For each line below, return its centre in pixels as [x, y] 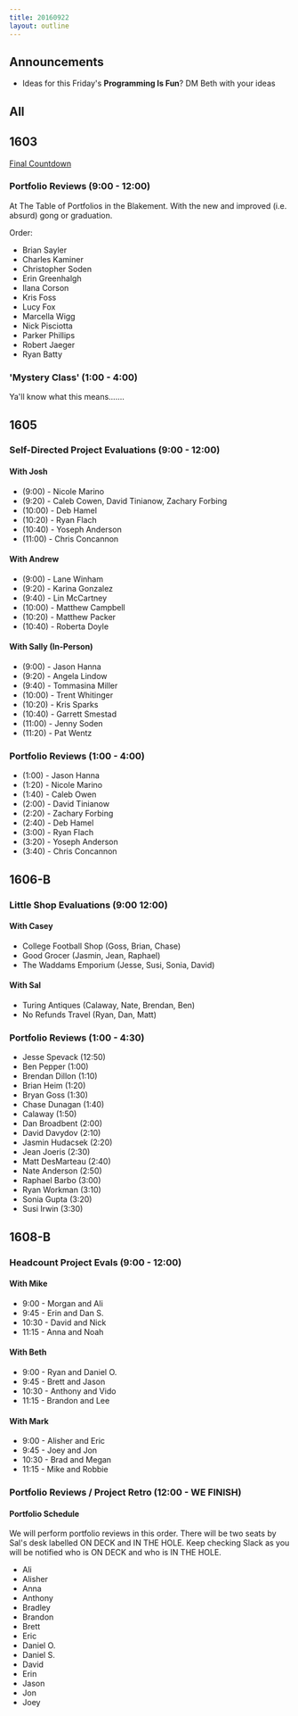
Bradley [36, 1608]
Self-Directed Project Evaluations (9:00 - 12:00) [115, 450]
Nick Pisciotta [47, 326]
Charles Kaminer [53, 259]
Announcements [56, 62]
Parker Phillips [48, 335]
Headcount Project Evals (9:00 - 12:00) [96, 1262]
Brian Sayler [44, 250]
